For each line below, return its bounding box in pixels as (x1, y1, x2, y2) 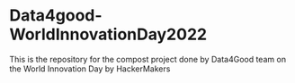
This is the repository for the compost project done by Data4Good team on (9, 54, 286, 64)
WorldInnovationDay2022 (9, 24, 208, 45)
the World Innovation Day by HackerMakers (9, 63, 171, 74)
